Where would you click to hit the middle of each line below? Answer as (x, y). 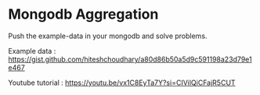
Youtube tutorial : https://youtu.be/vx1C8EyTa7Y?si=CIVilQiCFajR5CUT (122, 83)
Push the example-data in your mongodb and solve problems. (108, 36)
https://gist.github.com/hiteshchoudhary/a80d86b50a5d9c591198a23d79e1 (130, 59)
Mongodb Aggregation (83, 14)
